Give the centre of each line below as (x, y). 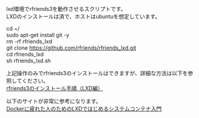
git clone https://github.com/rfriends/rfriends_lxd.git (71, 48)
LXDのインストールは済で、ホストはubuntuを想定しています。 (83, 16)
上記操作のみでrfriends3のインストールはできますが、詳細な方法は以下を (97, 73)
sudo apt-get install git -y (38, 35)
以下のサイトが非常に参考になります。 (54, 101)
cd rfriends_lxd (25, 54)
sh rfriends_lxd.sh (29, 61)
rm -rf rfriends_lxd (29, 41)
